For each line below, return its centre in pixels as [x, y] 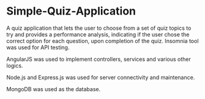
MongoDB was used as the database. [54, 89]
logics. [15, 66]
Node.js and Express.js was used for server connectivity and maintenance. [101, 77]
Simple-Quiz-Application [71, 11]
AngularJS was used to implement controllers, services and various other [99, 59]
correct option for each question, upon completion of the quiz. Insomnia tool [102, 41]
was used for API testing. [38, 47]
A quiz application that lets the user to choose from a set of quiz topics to [99, 28]
